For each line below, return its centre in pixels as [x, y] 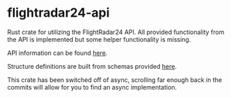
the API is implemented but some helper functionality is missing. [99, 39]
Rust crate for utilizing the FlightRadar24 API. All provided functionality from [116, 32]
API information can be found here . [57, 53]
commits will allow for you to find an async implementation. [92, 87]
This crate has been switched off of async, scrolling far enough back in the [115, 80]
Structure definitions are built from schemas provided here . [92, 66]
